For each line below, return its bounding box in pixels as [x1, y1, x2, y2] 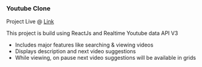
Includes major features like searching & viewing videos [14, 41, 154, 49]
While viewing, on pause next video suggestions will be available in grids [14, 54, 196, 62]
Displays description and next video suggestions [14, 48, 136, 55]
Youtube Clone [6, 4, 51, 13]
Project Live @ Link [6, 18, 54, 25]
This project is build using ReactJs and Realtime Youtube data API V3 [6, 30, 178, 37]
